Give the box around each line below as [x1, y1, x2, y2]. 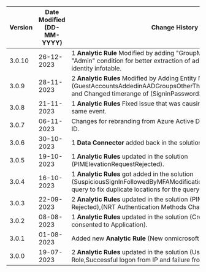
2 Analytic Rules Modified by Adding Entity [71, 74, 197, 82]
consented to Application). [71, 221, 148, 229]
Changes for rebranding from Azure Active [71, 117, 194, 125]
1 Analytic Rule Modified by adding [71, 49, 175, 57]
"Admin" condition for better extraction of [71, 56, 191, 65]
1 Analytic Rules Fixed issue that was [71, 99, 181, 108]
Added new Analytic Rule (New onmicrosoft [71, 234, 199, 243]
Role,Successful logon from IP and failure [71, 255, 191, 264]
